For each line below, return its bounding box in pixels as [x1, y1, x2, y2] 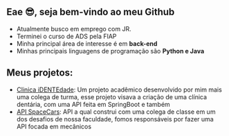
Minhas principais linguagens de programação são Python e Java [16, 46, 205, 55]
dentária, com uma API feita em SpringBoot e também [16, 100, 170, 108]
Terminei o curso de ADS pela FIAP [16, 32, 117, 40]
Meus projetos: [6, 67, 73, 79]
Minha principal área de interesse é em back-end [16, 39, 158, 48]
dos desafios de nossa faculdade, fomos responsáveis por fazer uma [16, 114, 214, 123]
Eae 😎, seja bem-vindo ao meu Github [6, 6, 175, 18]
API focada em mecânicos [16, 122, 91, 130]
